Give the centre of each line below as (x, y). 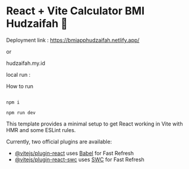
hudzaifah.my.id (26, 63)
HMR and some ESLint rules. (41, 130)
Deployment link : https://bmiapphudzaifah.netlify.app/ (73, 40)
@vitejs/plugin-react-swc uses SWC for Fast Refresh (79, 159)
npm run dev (21, 112)
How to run (20, 86)
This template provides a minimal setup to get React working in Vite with (94, 124)
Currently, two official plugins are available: (59, 142)
